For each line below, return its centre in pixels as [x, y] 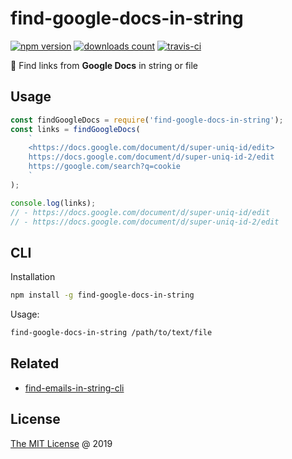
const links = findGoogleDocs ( [75, 129]
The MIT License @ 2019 [61, 443]
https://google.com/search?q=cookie [105, 167]
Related [35, 363]
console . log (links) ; [53, 203]
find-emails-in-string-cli [74, 388]
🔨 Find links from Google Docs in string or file [104, 65]
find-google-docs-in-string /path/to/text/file [111, 333]
